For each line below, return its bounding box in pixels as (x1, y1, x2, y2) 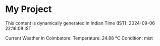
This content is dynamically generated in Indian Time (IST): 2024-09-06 (5, 20, 155, 26)
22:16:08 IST (5, 25, 32, 31)
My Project (5, 3, 52, 15)
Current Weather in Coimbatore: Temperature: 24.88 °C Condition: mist (5, 35, 153, 41)
